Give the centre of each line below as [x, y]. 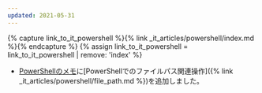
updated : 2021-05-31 [41, 15]
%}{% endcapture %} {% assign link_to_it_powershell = [98, 46]
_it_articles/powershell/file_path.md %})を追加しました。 [111, 80]
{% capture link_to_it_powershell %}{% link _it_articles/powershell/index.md [131, 38]
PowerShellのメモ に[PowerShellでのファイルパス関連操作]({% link [126, 71]
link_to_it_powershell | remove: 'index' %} [75, 54]
